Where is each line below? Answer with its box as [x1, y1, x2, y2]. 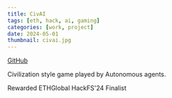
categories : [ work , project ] [7, 23, 94, 31]
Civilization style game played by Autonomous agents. [7, 70, 166, 79]
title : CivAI [7, 10, 46, 18]
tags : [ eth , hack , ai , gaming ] [7, 17, 100, 24]
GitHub [7, 56, 28, 65]
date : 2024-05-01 [7, 30, 59, 38]
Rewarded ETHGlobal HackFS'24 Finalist [7, 84, 127, 92]
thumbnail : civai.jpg [7, 37, 72, 44]
